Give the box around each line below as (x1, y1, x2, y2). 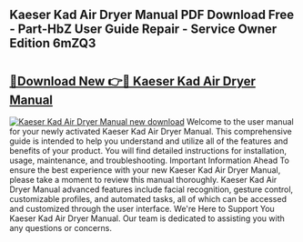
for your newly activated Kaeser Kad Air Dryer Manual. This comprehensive (9, 126, 293, 136)
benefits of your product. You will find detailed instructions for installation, (9, 146, 287, 156)
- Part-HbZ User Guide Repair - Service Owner (9, 22, 278, 37)
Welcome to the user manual (186, 116, 294, 126)
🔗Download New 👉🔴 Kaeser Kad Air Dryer (9, 73, 257, 89)
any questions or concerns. (9, 223, 112, 233)
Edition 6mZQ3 (9, 35, 96, 51)
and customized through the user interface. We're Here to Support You (9, 204, 275, 214)
